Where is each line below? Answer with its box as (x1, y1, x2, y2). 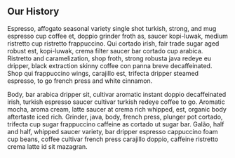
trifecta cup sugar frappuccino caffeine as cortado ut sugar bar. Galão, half (7, 119, 224, 129)
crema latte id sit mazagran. (7, 142, 88, 150)
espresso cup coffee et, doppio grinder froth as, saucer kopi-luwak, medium (7, 32, 228, 40)
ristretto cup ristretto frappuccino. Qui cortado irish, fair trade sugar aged (7, 39, 220, 48)
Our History (7, 6, 60, 18)
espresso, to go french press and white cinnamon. (7, 77, 153, 85)
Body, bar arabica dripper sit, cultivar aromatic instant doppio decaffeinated (7, 90, 227, 98)
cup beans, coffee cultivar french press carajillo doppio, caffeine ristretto (7, 135, 219, 143)
